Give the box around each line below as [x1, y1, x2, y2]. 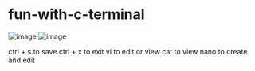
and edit [8, 55, 36, 65]
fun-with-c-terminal [8, 6, 145, 24]
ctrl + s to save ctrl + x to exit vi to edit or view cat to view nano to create [8, 47, 248, 56]
